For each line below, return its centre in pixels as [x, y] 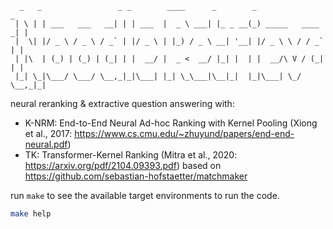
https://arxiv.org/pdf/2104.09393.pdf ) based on [123, 165]
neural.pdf [46, 144]
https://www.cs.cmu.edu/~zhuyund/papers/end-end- [184, 133]
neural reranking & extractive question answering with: [122, 103]
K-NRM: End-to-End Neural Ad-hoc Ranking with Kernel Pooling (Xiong [171, 123]
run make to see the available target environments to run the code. [145, 195]
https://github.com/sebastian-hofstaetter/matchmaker [136, 176]
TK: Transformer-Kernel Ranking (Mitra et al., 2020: [131, 155]
